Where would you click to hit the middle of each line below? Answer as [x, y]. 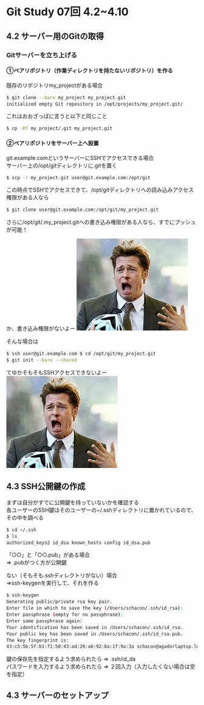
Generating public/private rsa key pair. [59, 602]
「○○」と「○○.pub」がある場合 [48, 555]
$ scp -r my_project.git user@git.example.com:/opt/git [78, 177]
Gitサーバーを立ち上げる [42, 55]
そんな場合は [22, 342]
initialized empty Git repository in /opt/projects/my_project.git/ [95, 104]
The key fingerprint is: [38, 640]
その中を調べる [25, 517]
